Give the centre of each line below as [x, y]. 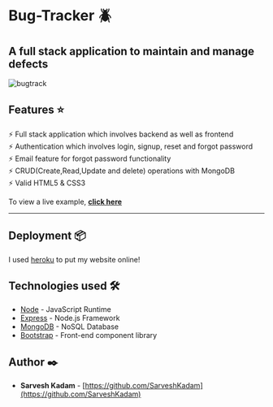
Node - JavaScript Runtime [65, 310]
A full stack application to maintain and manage [131, 51]
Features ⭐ [37, 110]
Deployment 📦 [48, 236]
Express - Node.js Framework [70, 318]
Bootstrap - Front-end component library [89, 336]
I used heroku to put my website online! [74, 259]
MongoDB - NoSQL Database [69, 327]
